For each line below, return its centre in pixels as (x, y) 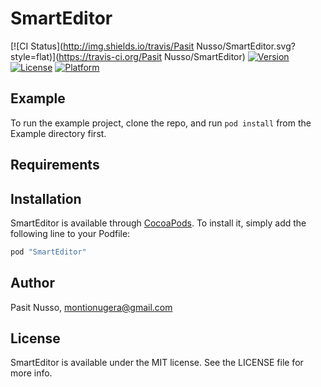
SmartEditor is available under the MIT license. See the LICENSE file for (157, 363)
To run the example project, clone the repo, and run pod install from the (161, 123)
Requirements (55, 165)
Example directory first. (58, 133)
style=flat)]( (35, 56)
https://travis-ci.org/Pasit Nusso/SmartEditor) (152, 56)
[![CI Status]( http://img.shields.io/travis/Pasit (102, 46)
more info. (31, 373)
